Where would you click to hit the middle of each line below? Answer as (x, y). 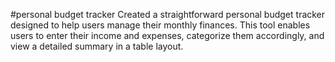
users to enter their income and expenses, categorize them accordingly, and (167, 35)
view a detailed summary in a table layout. (97, 46)
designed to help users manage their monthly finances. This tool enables (160, 25)
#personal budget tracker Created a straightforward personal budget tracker (168, 14)
